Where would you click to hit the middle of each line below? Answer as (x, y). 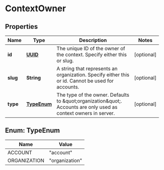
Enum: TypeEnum (32, 131)
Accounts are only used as (87, 107)
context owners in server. (86, 113)
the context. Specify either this (92, 54)
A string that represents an (87, 69)
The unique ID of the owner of (91, 48)
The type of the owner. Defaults (93, 95)
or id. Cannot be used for (85, 81)
